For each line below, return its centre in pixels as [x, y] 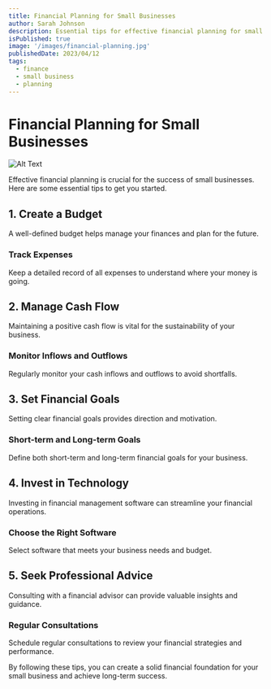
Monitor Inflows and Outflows [68, 356]
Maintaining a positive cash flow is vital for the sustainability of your [122, 326]
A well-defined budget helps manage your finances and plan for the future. [134, 233]
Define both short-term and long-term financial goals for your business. [128, 457]
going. [19, 281]
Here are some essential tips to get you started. [88, 189]
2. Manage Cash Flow [64, 306]
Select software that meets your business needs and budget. [110, 550]
